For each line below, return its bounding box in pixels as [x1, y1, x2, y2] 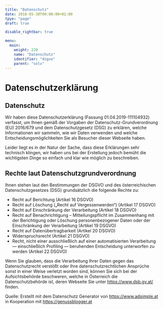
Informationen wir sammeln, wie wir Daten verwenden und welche [5, 130, 138, 136]
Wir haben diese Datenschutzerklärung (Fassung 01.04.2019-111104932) [5, 114, 150, 120]
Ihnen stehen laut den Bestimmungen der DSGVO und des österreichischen [5, 182, 156, 188]
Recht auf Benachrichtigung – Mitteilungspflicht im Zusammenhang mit [12, 212, 155, 218]
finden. [5, 284, 19, 290]
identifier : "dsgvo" [14, 57, 55, 62]
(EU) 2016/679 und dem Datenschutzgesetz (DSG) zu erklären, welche [5, 125, 147, 131]
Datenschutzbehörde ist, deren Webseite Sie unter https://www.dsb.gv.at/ [5, 279, 153, 285]
